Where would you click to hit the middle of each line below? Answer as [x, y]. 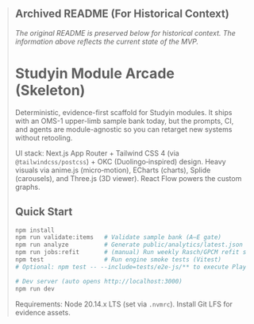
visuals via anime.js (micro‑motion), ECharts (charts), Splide [113, 170]
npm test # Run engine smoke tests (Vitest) [118, 260]
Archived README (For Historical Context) [122, 14]
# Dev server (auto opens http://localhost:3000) [99, 281]
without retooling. [44, 137]
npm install [35, 230]
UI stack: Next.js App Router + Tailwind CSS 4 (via [97, 153]
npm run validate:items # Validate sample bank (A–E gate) [118, 237]
